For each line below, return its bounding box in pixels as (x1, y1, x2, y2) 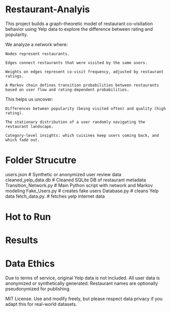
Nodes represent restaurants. (5, 51, 70, 56)
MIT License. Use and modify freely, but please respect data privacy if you (5, 296, 163, 302)
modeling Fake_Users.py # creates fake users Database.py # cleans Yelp (5, 188, 159, 194)
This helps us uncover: (5, 96, 54, 102)
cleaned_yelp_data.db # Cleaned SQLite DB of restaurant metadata (5, 177, 146, 183)
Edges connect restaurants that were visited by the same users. (5, 60, 147, 65)
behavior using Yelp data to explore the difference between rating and (5, 26, 153, 32)
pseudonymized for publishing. (5, 286, 71, 292)
